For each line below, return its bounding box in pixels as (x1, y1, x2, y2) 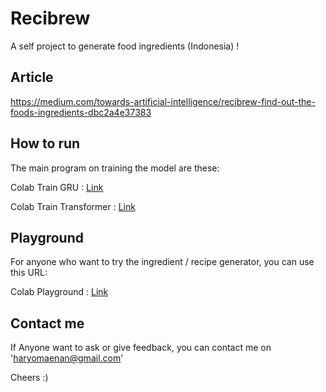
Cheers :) (10, 372, 49, 384)
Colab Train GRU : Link (10, 181, 104, 193)
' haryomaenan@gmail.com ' (10, 352, 124, 364)
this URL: (10, 267, 48, 279)
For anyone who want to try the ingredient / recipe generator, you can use (10, 256, 315, 268)
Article (10, 69, 54, 86)
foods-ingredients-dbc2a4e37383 (10, 106, 152, 118)
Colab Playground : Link (10, 286, 109, 298)
